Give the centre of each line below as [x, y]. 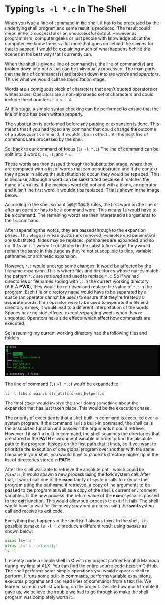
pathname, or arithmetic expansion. [41, 256]
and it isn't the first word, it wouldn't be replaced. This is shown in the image [82, 190]
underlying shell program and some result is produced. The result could [78, 28]
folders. [13, 338]
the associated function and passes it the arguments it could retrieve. [75, 428]
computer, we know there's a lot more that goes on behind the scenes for [79, 43]
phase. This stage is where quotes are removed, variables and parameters [80, 235]
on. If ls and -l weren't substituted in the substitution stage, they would [78, 245]
